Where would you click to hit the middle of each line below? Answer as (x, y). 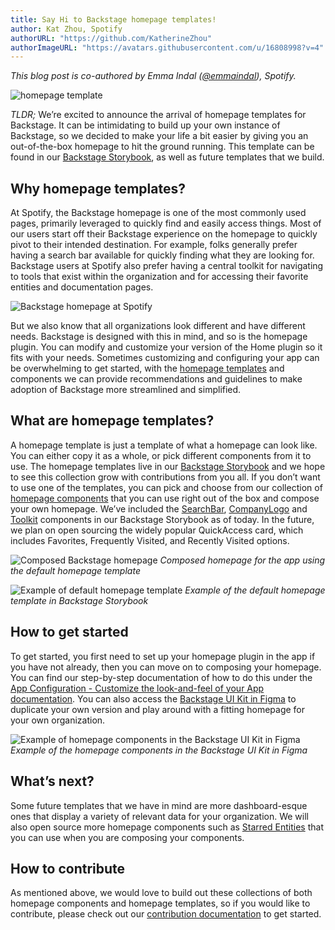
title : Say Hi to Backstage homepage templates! (113, 19)
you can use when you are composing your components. (127, 837)
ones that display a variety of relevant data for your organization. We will (159, 816)
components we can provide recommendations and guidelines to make (156, 379)
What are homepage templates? (112, 421)
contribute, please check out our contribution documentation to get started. (166, 914)
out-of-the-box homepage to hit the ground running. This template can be (162, 147)
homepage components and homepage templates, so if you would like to (160, 903)
